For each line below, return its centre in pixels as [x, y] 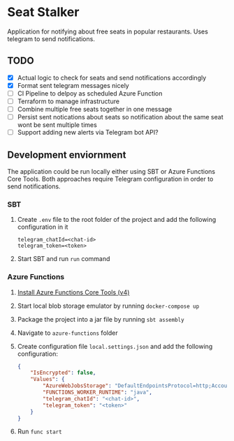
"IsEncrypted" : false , [63, 373]
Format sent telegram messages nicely [73, 85]
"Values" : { [47, 380]
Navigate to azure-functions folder [67, 333]
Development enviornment [67, 155]
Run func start [39, 432]
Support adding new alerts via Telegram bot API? [88, 133]
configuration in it [43, 227]
